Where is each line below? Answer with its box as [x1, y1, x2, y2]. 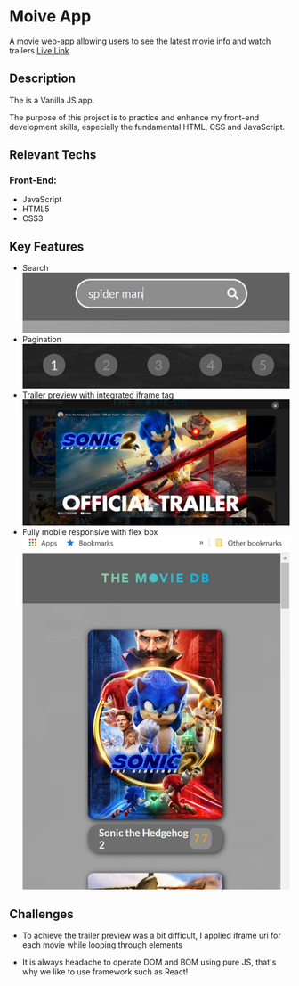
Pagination [21, 333, 62, 344]
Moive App [9, 6, 92, 27]
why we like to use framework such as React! [21, 966, 189, 977]
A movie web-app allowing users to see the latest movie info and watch [9, 36, 271, 46]
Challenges [9, 907, 74, 922]
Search [21, 263, 49, 274]
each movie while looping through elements [21, 940, 183, 950]
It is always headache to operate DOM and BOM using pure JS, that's [21, 957, 277, 968]
